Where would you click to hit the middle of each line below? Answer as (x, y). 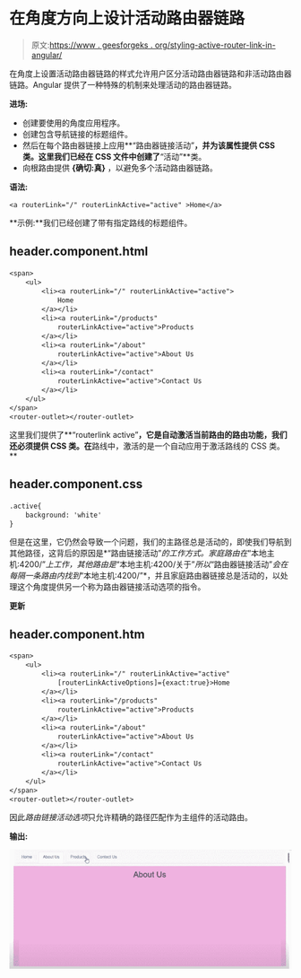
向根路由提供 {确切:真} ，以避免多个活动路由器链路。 (120, 168)
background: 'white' (64, 515)
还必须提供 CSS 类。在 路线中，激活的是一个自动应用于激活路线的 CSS (138, 446)
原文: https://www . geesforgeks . (92, 45)
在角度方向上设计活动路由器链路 (127, 18)
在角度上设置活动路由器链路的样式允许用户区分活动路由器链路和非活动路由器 (150, 74)
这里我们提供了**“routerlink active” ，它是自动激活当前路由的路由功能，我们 (149, 434)
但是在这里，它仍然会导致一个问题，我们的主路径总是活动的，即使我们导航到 (150, 541)
